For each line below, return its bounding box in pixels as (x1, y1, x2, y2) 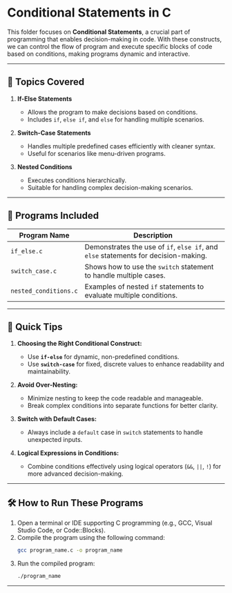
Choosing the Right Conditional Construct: (17, 340, 142, 348)
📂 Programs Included (7, 210, 99, 222)
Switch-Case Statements (17, 128, 91, 137)
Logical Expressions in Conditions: (17, 449, 119, 457)
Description (133, 230, 173, 240)
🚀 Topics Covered (7, 76, 85, 88)
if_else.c (10, 247, 43, 255)
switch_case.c (10, 267, 57, 275)
